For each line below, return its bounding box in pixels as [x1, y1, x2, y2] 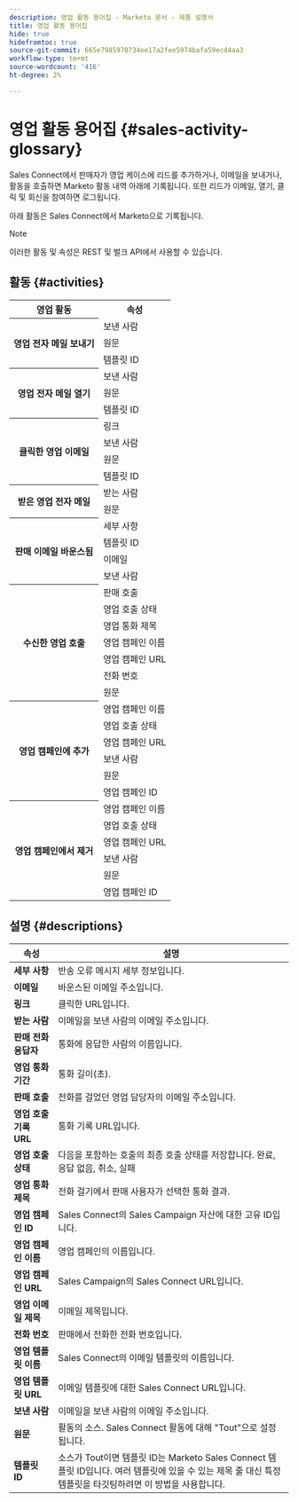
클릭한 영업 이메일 [19, 445, 90, 458]
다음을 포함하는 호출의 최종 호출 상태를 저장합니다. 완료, [58, 1148, 276, 1160]
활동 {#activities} [9, 275, 105, 290]
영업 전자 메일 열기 [17, 388, 91, 399]
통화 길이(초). [58, 1067, 111, 1080]
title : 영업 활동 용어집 [9, 21, 89, 30]
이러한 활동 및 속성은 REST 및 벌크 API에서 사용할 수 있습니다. [9, 246, 223, 257]
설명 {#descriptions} [9, 919, 124, 934]
